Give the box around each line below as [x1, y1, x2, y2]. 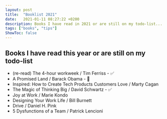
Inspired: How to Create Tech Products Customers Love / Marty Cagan [12, 81, 159, 87]
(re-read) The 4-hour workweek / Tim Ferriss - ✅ [12, 70, 114, 76]
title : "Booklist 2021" [5, 12, 57, 17]
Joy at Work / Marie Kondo [12, 92, 68, 98]
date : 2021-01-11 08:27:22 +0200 [5, 16, 80, 21]
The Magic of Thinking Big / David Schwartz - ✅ [12, 86, 112, 92]
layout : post [5, 7, 33, 12]
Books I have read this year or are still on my [5, 49, 146, 57]
